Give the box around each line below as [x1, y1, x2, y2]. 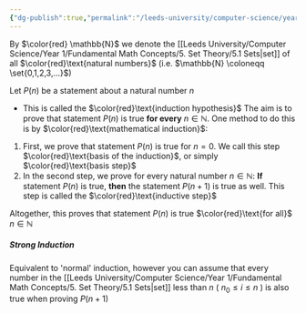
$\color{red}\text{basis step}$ [22, 160, 137, 171]
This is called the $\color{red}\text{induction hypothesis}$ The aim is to [22, 102, 293, 114]
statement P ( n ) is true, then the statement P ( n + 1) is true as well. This [22, 180, 285, 191]
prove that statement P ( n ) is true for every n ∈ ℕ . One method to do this [22, 113, 296, 124]
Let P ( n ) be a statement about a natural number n [9, 85, 195, 96]
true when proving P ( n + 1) [9, 293, 109, 305]
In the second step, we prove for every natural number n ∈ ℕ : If [22, 170, 263, 181]
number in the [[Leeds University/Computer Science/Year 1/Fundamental [9, 272, 282, 283]
